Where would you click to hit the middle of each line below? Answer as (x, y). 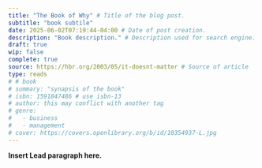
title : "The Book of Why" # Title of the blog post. (97, 15)
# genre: (22, 111)
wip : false (26, 52)
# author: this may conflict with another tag (86, 103)
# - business (33, 118)
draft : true (28, 45)
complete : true (33, 60)
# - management (37, 125)
